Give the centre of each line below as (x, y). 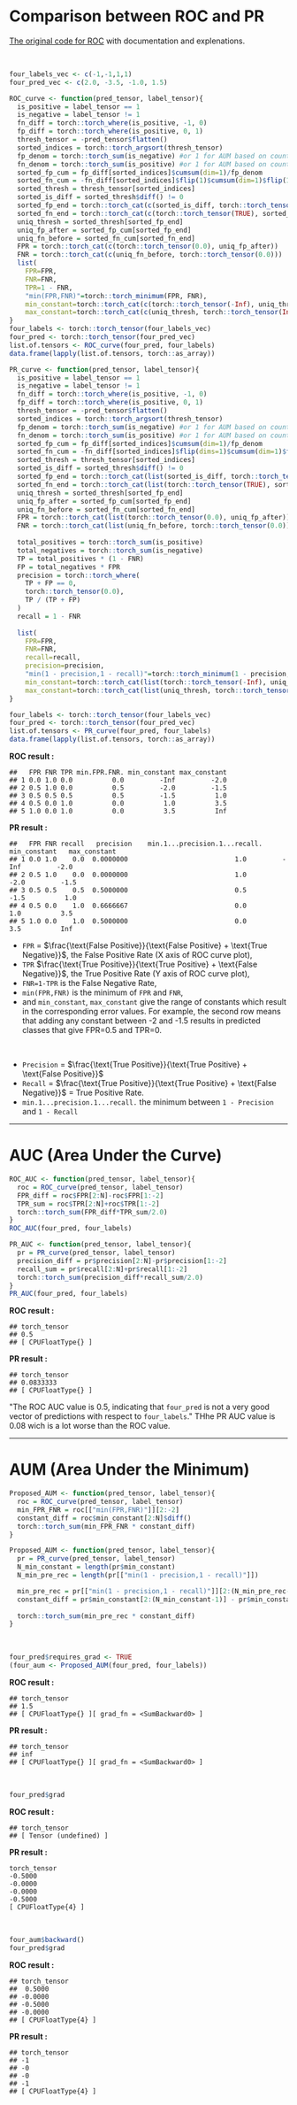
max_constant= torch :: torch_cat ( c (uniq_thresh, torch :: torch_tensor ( (154, 312)
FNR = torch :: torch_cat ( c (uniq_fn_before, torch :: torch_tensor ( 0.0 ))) (150, 255)
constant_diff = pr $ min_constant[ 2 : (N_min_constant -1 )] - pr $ (134, 1600)
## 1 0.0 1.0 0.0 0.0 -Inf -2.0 (118, 781)
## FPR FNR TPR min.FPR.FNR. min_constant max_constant (118, 773)
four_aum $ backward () (47, 1939)
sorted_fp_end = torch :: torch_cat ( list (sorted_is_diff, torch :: (138, 477)
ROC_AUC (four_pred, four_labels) (71, 1229)
